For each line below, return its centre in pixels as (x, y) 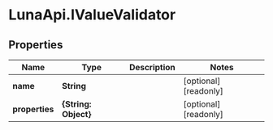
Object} (77, 114)
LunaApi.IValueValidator (92, 15)
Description (152, 67)
